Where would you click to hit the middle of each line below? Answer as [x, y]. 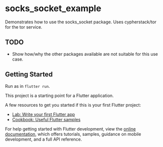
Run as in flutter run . [27, 86]
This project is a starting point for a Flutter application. [59, 96]
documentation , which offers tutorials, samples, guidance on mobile [73, 134]
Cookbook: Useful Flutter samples [46, 119]
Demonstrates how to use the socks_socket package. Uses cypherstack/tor [81, 22]
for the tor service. [24, 27]
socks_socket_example [53, 8]
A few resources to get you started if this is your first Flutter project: [73, 105]
